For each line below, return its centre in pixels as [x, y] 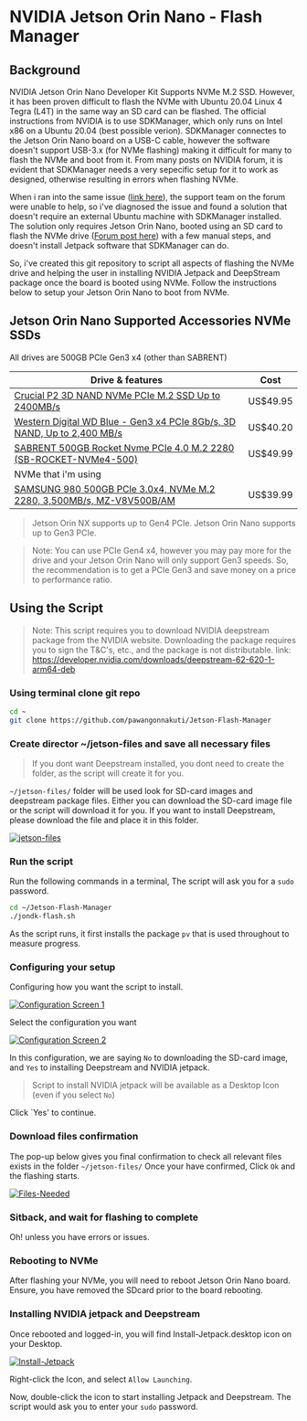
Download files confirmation [74, 1137]
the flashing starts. [45, 1175]
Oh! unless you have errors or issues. [79, 1236]
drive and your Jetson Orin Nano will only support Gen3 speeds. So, [160, 560]
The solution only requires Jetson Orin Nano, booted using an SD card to [146, 226]
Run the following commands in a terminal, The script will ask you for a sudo [152, 881]
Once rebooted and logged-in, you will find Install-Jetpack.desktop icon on [151, 1334]
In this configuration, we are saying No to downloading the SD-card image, [149, 1058]
